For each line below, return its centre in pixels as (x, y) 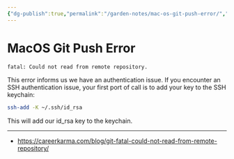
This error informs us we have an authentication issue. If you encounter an (114, 80)
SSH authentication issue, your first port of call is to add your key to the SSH (117, 87)
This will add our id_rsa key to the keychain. (70, 121)
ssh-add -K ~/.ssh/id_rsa (45, 108)
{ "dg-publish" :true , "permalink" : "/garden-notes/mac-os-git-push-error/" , (117, 14)
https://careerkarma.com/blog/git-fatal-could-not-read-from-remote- (117, 141)
